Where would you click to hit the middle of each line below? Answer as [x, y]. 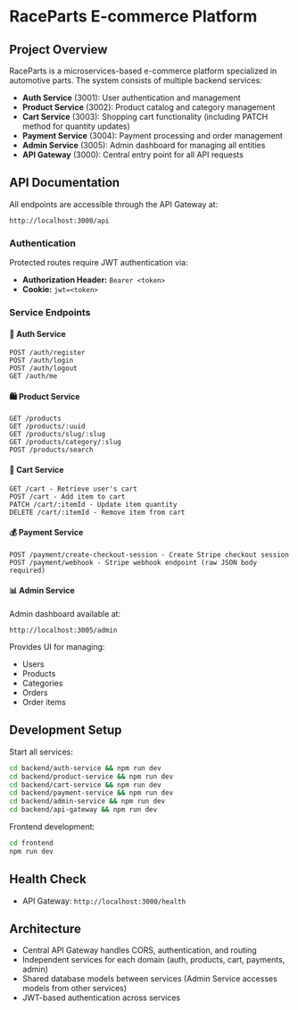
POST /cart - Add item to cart [67, 497]
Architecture [46, 929]
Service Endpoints [50, 313]
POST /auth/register [48, 353]
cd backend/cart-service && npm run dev [86, 785]
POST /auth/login [41, 361]
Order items [44, 703]
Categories [42, 683]
